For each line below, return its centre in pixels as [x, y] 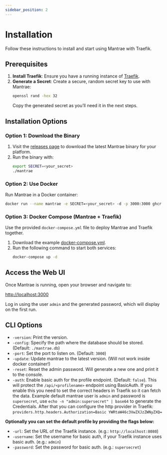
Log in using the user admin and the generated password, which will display [83, 304]
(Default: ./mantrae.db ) [36, 348]
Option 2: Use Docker [32, 184]
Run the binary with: [33, 157]
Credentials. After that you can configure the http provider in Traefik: [83, 406]
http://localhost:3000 [27, 294]
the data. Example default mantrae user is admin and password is [79, 395]
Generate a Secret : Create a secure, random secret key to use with [81, 82]
